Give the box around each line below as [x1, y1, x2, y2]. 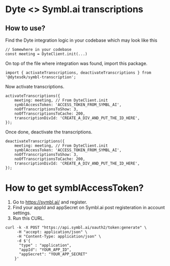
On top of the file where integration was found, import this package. [5, 60, 148, 66]
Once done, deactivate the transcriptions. [5, 129, 93, 135]
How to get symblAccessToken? [5, 182, 144, 194]
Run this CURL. [12, 215, 45, 221]
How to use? [5, 24, 46, 32]
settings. [12, 210, 32, 216]
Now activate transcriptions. [5, 84, 65, 89]
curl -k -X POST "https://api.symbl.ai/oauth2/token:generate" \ [5, 225, 147, 230]
